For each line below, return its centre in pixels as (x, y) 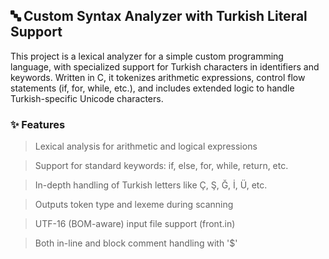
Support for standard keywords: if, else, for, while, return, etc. (161, 166)
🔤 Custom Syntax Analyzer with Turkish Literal (159, 16)
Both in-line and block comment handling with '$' (136, 243)
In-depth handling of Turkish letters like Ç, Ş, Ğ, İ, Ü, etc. (151, 185)
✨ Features (38, 124)
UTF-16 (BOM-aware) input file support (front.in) (135, 224)
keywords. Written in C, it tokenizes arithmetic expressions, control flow (158, 77)
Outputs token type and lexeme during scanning (134, 205)
